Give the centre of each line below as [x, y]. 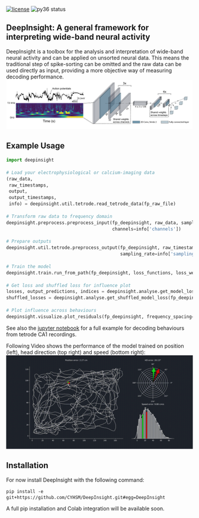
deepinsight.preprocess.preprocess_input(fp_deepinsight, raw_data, [92, 223]
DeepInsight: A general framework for [78, 28]
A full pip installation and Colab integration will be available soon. [85, 508]
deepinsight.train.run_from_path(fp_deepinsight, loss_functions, [90, 273]
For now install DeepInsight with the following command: [75, 480]
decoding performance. [35, 77]
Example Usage [36, 146]
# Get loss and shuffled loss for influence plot [69, 285]
